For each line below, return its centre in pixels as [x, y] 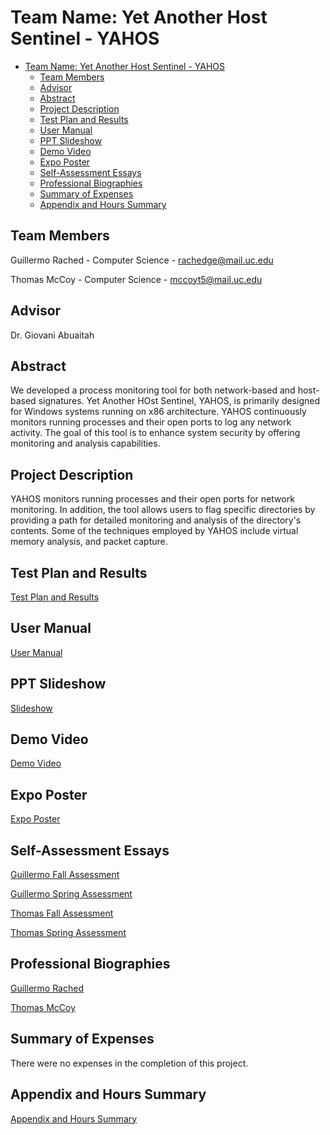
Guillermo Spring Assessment [71, 894]
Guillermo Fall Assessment [65, 875]
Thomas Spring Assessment [68, 933]
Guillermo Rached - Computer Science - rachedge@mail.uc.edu [142, 260]
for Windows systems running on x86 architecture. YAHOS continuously [158, 412]
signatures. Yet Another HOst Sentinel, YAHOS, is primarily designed [179, 401]
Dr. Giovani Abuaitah [52, 335]
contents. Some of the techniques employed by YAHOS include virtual [154, 531]
